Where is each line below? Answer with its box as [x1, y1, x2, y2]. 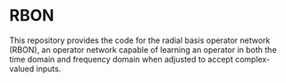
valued [9, 63, 35, 74]
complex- [235, 54, 271, 64]
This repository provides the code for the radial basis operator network [9, 35, 271, 46]
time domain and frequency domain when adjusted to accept [9, 54, 234, 64]
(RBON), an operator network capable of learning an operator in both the [9, 44, 277, 54]
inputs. [36, 63, 62, 74]
